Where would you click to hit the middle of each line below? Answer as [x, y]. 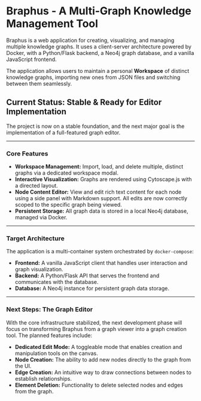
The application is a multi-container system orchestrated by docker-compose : [100, 252]
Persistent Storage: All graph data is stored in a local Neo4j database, [101, 211]
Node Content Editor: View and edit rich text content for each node [98, 192]
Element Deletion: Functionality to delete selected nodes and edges [99, 385]
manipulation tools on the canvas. [56, 353]
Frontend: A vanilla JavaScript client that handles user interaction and [101, 263]
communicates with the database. [57, 282]
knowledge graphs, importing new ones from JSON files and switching [93, 77]
